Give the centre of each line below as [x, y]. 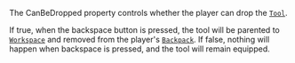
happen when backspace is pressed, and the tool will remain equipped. [140, 49]
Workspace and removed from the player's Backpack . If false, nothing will [140, 39]
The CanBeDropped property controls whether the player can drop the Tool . [148, 13]
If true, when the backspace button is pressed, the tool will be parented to [144, 30]
